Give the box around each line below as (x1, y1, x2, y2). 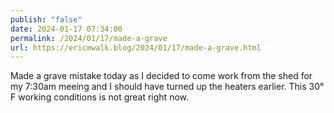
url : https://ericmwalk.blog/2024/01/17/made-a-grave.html (10, 42, 262, 53)
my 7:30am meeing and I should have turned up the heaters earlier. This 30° (10, 81, 325, 93)
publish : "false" (10, 14, 83, 25)
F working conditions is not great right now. (10, 91, 190, 103)
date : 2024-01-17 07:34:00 (10, 24, 123, 34)
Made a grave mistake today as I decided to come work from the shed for (10, 70, 313, 82)
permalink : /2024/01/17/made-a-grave (10, 33, 168, 43)
